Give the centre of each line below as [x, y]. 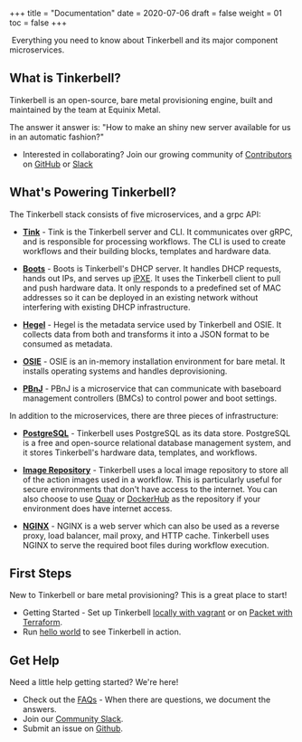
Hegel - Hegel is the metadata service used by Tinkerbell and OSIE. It [152, 324]
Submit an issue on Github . [73, 728]
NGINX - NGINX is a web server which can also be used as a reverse [151, 526]
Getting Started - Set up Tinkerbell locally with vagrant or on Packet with [157, 613]
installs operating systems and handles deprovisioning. [125, 371]
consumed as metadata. [67, 344]
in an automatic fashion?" [57, 137]
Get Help [35, 660]
